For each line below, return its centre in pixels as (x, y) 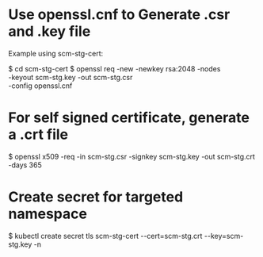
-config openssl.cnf (40, 86)
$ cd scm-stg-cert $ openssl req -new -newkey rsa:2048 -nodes (114, 68)
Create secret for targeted (96, 197)
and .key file (50, 31)
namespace (48, 214)
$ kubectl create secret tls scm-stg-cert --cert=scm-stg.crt (105, 236)
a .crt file (38, 134)
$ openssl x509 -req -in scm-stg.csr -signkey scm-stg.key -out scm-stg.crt (132, 156)
